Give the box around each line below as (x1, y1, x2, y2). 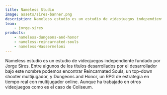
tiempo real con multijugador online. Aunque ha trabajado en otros (5, 79, 141, 85)
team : (5, 21, 16, 26)
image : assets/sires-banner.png (5, 12, 72, 17)
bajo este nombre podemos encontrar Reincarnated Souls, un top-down (5, 68, 153, 74)
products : (5, 30, 26, 35)
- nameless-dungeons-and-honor (14, 35, 79, 40)
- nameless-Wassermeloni (14, 44, 66, 49)
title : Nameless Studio (5, 7, 55, 12)
